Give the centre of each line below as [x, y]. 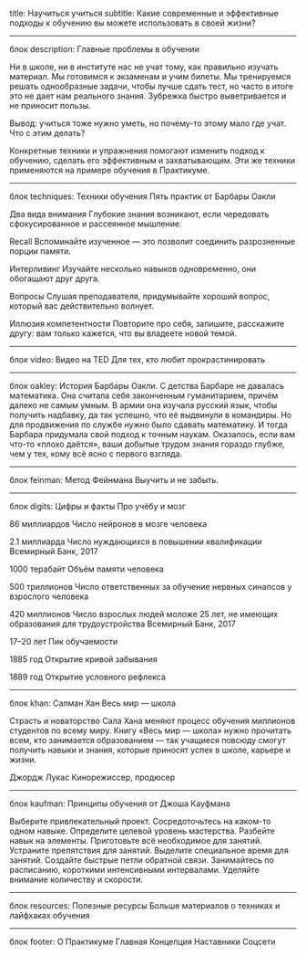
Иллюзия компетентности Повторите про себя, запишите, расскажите [147, 324]
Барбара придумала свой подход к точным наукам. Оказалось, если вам [153, 434]
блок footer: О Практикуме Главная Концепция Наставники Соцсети [143, 941]
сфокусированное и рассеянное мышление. [96, 224]
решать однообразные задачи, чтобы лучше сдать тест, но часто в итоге [152, 86]
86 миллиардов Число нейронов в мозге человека [108, 524]
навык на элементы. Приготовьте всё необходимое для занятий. [136, 840]
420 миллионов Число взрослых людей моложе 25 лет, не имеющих [144, 614]
